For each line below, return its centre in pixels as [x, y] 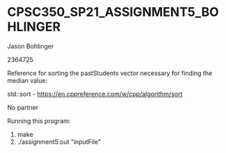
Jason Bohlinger [31, 46]
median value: [27, 80]
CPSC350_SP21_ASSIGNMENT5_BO [113, 12]
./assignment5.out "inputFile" [59, 142]
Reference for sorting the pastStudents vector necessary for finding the [110, 73]
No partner [23, 107]
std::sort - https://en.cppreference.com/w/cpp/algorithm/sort [95, 94]
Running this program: [39, 121]
